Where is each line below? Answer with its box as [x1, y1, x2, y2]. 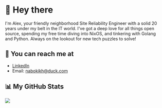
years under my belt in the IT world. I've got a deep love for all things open [5, 25, 155, 31]
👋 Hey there [5, 4, 54, 15]
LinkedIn [12, 62, 30, 68]
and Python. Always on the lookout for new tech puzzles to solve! [5, 36, 136, 42]
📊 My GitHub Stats [5, 82, 64, 91]
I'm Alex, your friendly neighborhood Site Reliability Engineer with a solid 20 [5, 20, 157, 26]
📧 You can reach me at [5, 50, 74, 58]
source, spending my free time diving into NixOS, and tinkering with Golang [5, 31, 156, 36]
